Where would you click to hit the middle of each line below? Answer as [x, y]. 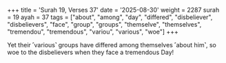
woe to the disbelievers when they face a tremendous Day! [91, 52]
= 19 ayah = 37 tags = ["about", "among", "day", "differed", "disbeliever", [110, 17]
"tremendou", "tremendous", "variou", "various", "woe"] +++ [93, 32]
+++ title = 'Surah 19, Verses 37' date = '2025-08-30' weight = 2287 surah [113, 10]
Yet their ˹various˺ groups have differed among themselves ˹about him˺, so [112, 45]
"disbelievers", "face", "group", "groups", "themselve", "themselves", [104, 24]
